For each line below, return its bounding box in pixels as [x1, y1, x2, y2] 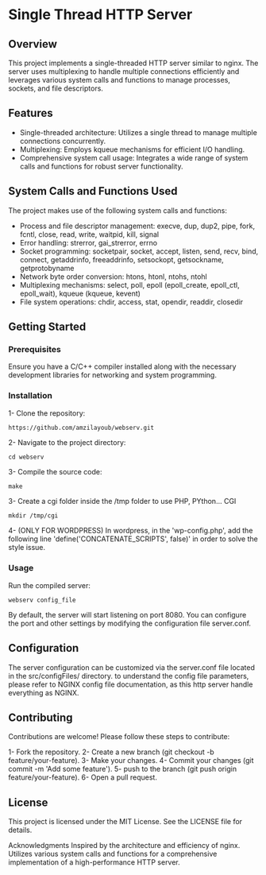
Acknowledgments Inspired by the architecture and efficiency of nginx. [8, 841, 241, 850]
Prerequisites [8, 343, 61, 354]
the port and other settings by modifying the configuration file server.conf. [8, 618, 252, 628]
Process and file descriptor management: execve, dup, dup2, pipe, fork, [19, 221, 256, 230]
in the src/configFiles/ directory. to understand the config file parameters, [8, 671, 249, 680]
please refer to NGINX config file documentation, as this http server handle [8, 679, 253, 689]
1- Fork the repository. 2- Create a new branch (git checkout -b [8, 747, 214, 757]
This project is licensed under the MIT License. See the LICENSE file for [8, 817, 243, 827]
